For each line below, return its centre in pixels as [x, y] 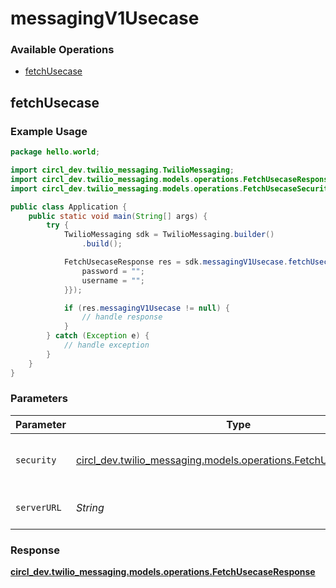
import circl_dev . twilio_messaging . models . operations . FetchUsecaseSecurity [171, 188]
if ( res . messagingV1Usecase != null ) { [146, 308]
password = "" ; [113, 271]
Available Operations [62, 50]
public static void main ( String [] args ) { [118, 216]
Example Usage [49, 131]
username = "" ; [113, 280]
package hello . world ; [55, 152]
